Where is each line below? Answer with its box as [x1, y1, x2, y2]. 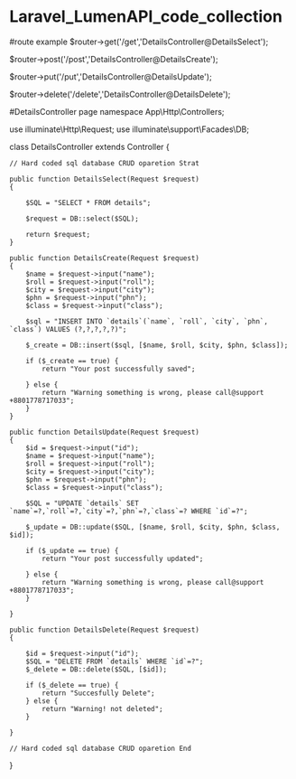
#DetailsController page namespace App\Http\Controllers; [9, 106, 225, 117]
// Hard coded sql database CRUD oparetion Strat [9, 158, 200, 168]
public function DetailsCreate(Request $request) [9, 253, 200, 263]
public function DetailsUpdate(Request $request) [9, 427, 200, 436]
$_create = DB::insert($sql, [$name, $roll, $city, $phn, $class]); [25, 341, 289, 350]
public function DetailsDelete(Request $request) [9, 625, 200, 634]
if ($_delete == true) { [25, 680, 119, 690]
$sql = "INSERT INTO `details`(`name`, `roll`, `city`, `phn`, [25, 316, 269, 326]
